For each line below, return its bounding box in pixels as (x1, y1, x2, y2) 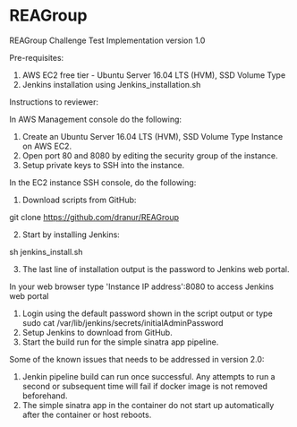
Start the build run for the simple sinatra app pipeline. (21, 337, 219, 347)
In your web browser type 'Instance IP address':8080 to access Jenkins (9, 281, 275, 292)
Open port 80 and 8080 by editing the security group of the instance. (21, 149, 278, 161)
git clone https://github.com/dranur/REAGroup (9, 211, 180, 222)
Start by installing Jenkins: (21, 229, 121, 240)
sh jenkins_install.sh (9, 246, 83, 257)
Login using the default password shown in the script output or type (21, 308, 273, 319)
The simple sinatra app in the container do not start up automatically (21, 399, 275, 410)
